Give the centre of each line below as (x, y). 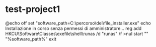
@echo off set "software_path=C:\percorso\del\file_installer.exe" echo (78, 23)
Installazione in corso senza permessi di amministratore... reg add (73, 28)
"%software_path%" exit (31, 39)
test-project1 (33, 9)
